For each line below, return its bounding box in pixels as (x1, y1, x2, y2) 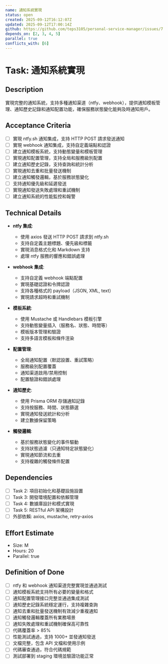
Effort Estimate (5, 529, 54, 537)
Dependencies (5, 473, 53, 482)
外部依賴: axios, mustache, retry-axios (12, 514, 93, 520)
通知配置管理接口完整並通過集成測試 (12, 595, 89, 601)
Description (5, 85, 43, 94)
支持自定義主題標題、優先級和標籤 (20, 240, 92, 246)
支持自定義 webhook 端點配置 (20, 275, 83, 281)
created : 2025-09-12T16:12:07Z (5, 17, 72, 22)
